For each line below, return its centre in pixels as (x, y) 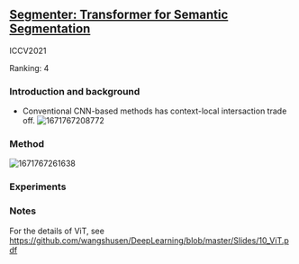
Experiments (38, 187)
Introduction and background (75, 91)
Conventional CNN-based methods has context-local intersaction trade (154, 111)
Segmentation (50, 29)
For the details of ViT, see (57, 231)
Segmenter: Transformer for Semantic (119, 15)
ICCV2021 (28, 50)
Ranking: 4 (29, 68)
